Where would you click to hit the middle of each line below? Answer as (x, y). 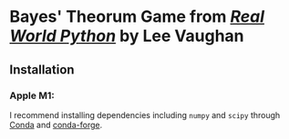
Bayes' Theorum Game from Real (137, 17)
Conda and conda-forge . (56, 124)
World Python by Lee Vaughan (127, 36)
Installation (42, 69)
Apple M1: (32, 95)
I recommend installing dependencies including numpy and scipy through (145, 114)
